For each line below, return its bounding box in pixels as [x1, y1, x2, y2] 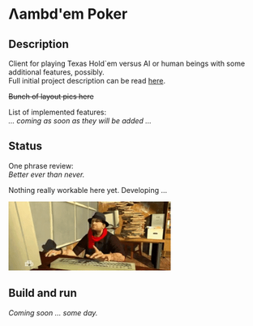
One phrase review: [8, 161, 75, 170]
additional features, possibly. [8, 67, 105, 77]
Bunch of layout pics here [8, 92, 95, 101]
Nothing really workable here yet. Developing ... [8, 185, 168, 195]
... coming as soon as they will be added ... [8, 116, 152, 126]
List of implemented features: [8, 107, 107, 117]
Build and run [8, 286, 77, 300]
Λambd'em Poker [8, 5, 128, 24]
